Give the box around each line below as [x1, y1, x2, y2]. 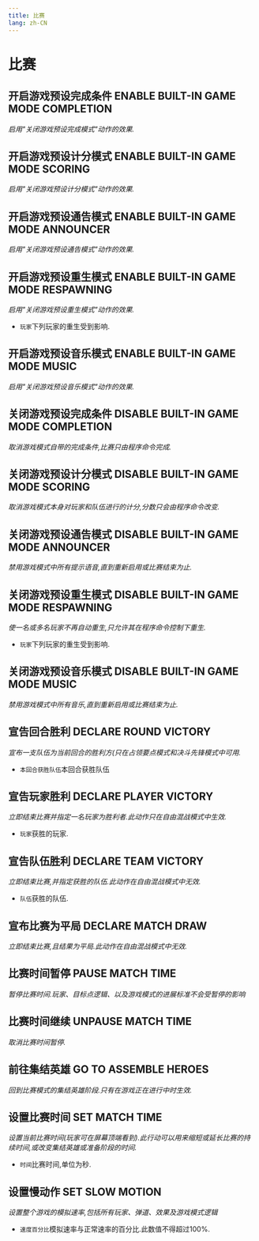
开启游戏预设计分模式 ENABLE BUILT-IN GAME [8, 149, 236, 163]
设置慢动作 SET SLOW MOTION [8, 1185, 162, 1198]
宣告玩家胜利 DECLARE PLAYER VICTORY [8, 790, 214, 804]
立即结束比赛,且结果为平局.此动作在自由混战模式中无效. [8, 942, 188, 952]
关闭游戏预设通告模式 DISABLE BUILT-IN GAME [8, 528, 239, 541]
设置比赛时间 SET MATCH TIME [8, 1110, 163, 1124]
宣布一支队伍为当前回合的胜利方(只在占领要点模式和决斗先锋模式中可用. [8, 747, 242, 757]
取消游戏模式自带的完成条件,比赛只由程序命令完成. [8, 442, 172, 452]
